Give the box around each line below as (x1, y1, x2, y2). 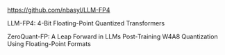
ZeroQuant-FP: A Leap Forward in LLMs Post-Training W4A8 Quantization (7, 32, 218, 41)
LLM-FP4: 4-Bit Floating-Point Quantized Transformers (7, 19, 165, 27)
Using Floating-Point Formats (7, 40, 92, 47)
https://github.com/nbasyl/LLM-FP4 (7, 6, 110, 14)
